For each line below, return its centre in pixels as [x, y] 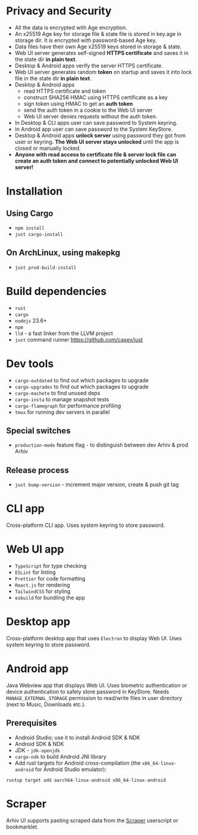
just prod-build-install [45, 268]
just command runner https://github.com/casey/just [79, 339]
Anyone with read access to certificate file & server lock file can [95, 154]
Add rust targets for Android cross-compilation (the [78, 763]
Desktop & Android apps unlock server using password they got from [100, 135]
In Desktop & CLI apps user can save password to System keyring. [96, 122]
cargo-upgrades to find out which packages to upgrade [81, 386]
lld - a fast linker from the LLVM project [64, 333]
